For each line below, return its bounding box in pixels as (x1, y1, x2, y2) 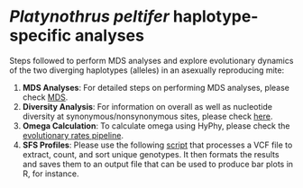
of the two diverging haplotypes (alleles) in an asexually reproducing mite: (9, 65, 285, 76)
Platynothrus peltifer (9, 6, 170, 27)
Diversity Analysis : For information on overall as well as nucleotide (22, 101, 273, 112)
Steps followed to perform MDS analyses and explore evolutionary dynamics (9, 55, 294, 66)
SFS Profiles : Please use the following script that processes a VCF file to (22, 139, 293, 150)
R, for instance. (22, 168, 79, 179)
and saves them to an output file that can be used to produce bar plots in (22, 158, 294, 169)
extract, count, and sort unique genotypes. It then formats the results (22, 148, 280, 159)
